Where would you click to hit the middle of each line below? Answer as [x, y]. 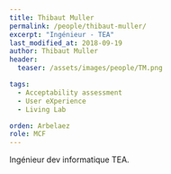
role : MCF [28, 134]
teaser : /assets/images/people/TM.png [90, 69]
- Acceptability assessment [70, 92]
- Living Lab [42, 109]
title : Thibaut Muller [52, 18]
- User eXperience [52, 101]
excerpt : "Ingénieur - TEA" [62, 34]
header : [24, 60]
